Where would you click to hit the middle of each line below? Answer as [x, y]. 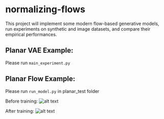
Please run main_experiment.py [38, 63]
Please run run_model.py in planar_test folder [52, 91]
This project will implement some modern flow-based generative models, [82, 23]
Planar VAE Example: [39, 50]
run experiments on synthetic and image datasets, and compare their [78, 29]
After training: [20, 111]
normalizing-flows [45, 9]
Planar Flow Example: [40, 79]
